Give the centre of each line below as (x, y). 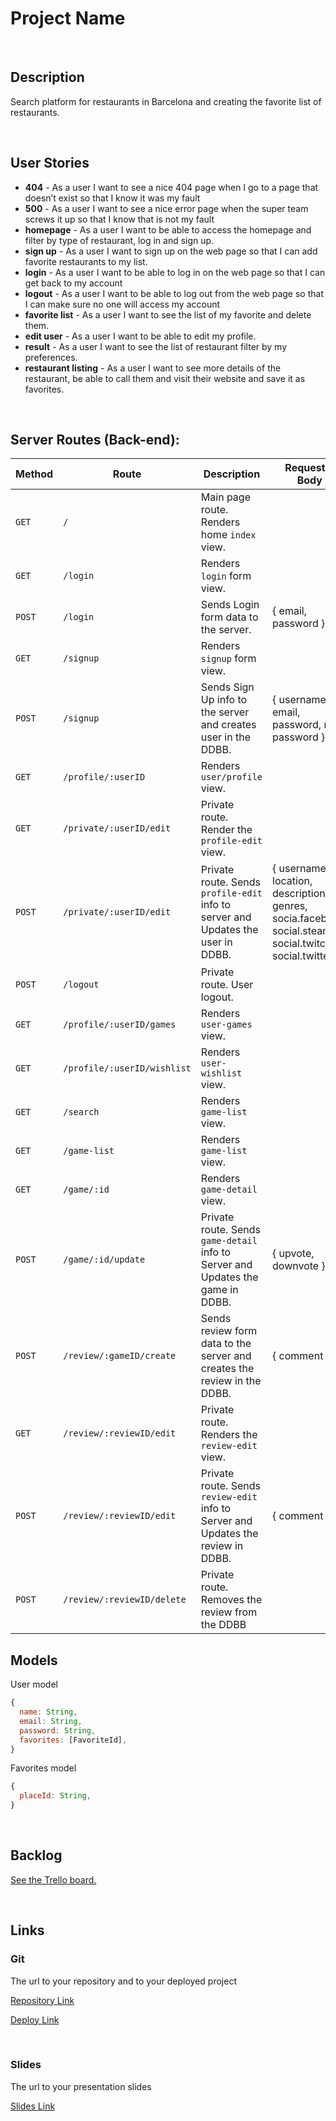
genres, (290, 906)
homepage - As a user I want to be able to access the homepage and (168, 229)
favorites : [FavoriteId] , (73, 1740)
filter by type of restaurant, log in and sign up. (119, 240)
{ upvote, (293, 1254)
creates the (227, 1369)
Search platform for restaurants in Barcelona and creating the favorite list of (166, 101)
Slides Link (33, 2106)
